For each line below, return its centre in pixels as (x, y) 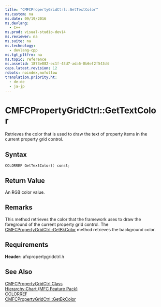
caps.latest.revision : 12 (31, 68)
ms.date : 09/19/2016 (26, 18)
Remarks (19, 208)
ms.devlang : (17, 23)
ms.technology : (20, 46)
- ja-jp (17, 86)
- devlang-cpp (23, 50)
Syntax (16, 154)
